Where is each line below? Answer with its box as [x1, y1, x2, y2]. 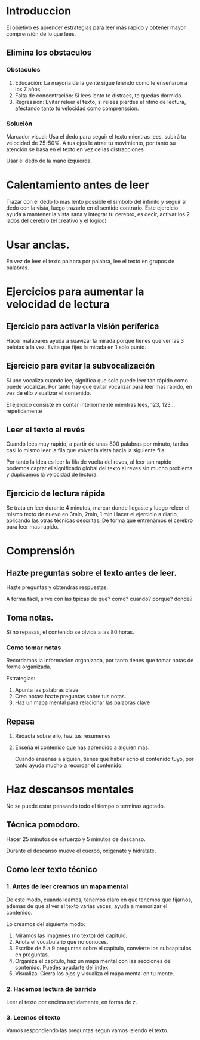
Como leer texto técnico [6, 864, 97, 875]
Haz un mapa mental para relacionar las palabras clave [14, 699, 150, 706]
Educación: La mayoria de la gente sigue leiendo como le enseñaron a [14, 79, 187, 86]
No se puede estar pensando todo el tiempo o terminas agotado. [6, 802, 165, 810]
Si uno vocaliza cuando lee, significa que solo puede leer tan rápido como [6, 376, 188, 384]
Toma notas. [6, 612, 54, 622]
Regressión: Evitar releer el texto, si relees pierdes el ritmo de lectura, [14, 98, 186, 105]
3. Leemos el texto [6, 1013, 61, 1021]
